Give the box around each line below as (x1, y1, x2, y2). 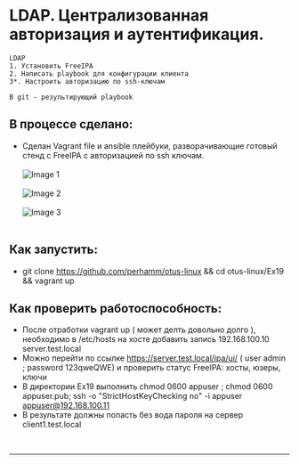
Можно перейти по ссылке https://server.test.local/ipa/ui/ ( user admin (21, 353, 287, 363)
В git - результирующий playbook (9, 93, 133, 102)
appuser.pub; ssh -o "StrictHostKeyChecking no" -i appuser (21, 391, 243, 402)
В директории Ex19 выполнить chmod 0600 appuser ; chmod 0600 (21, 381, 273, 392)
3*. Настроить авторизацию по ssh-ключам (9, 77, 166, 85)
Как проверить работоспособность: (9, 300, 222, 316)
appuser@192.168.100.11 (21, 400, 109, 411)
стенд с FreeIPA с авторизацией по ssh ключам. (21, 150, 205, 160)
